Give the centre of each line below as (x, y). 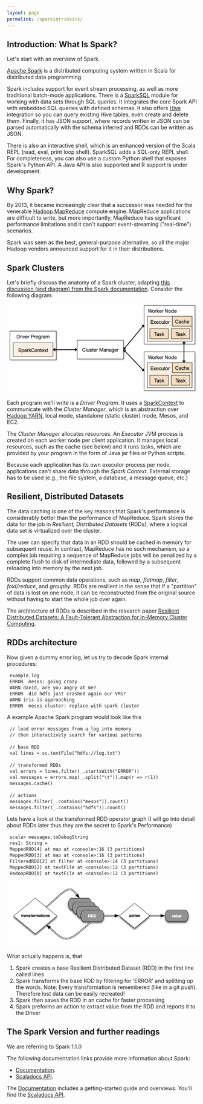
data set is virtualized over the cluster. (54, 530)
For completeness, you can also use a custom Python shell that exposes (97, 159)
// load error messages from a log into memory (70, 729)
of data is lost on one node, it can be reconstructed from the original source (101, 593)
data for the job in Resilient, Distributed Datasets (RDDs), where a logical (97, 524)
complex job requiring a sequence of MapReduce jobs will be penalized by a (102, 555)
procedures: (22, 663)
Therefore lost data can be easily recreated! (70, 994)
